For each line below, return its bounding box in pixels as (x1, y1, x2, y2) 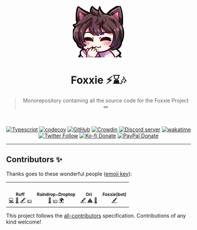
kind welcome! (6, 218, 42, 225)
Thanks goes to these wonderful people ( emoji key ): (6, 170, 133, 177)
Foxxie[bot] (102, 191, 127, 197)
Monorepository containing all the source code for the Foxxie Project (22, 97, 189, 104)
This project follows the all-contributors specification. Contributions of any (6, 212, 186, 219)
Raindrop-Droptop (36, 191, 76, 197)
